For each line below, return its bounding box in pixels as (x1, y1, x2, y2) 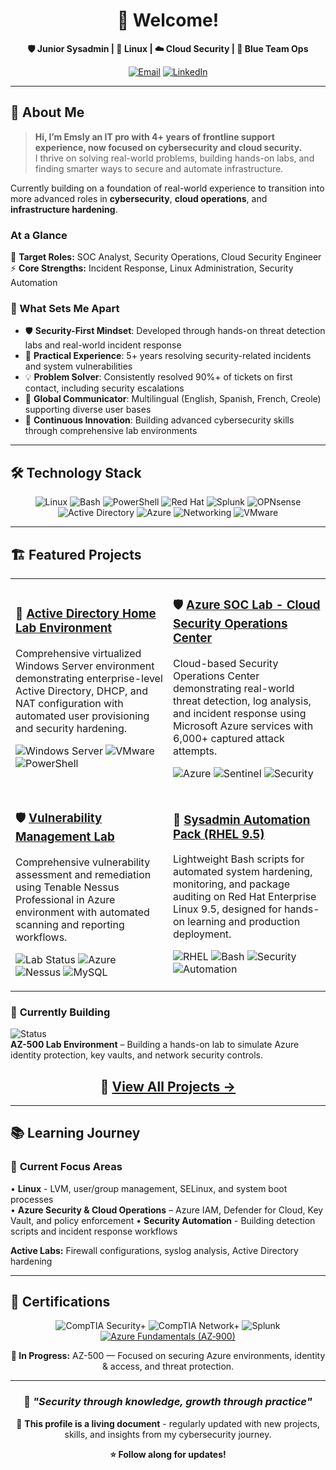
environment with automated (15, 905, 150, 919)
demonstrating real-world (173, 681, 295, 695)
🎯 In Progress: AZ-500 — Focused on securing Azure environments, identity (10, 1350, 326, 1362)
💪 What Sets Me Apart (10, 301, 120, 315)
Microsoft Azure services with (173, 719, 314, 733)
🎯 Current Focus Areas (10, 1160, 123, 1174)
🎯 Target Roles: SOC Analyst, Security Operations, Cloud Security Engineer (10, 251, 322, 263)
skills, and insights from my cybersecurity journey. (64, 1428, 272, 1440)
